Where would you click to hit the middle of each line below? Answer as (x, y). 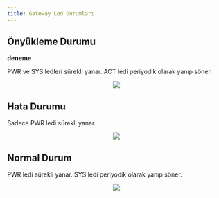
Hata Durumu (36, 106)
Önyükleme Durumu (51, 42)
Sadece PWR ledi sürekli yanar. (52, 123)
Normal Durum (40, 157)
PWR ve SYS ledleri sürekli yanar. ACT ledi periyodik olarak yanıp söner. (110, 72)
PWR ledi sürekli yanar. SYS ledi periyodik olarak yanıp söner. (95, 174)
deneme (19, 58)
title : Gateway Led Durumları (51, 13)
